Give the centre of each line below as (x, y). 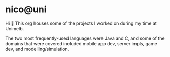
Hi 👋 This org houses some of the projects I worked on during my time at (81, 23)
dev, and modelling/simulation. (37, 49)
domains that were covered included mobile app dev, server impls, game (81, 43)
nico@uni (26, 9)
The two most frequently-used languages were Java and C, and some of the (85, 38)
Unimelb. (15, 28)
